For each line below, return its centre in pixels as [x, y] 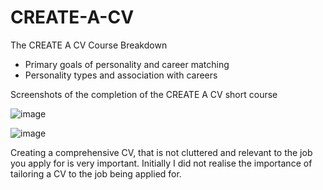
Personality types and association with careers [121, 75]
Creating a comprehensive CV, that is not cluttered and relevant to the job [161, 152]
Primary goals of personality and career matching [127, 64]
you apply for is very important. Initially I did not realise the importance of [161, 163]
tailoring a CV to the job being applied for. [96, 173]
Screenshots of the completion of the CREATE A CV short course [144, 94]
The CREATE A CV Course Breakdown [89, 45]
